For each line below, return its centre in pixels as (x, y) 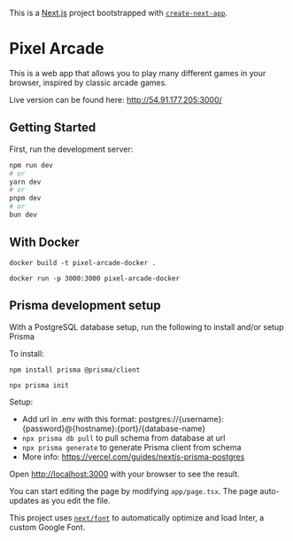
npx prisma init (39, 385)
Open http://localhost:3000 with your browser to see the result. (125, 474)
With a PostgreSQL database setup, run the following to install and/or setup (146, 326)
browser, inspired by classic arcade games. (89, 82)
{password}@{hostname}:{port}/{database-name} (114, 428)
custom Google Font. (47, 527)
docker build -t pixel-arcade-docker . (83, 263)
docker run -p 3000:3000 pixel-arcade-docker (94, 278)
